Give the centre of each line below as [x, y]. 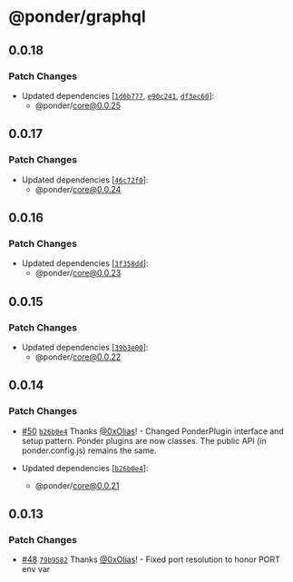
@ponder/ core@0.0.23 [78, 273]
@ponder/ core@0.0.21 [77, 485]
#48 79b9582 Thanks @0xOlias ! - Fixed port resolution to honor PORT [151, 559]
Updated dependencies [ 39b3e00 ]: [85, 347]
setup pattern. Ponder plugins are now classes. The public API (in [144, 440]
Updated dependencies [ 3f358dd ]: [85, 263]
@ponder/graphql [77, 17]
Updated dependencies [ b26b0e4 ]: [85, 468]
